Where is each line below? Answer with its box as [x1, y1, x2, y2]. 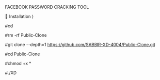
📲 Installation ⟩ [5, 14, 34, 19]
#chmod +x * [5, 61, 32, 66]
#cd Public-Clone [5, 51, 40, 57]
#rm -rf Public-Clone [5, 32, 47, 38]
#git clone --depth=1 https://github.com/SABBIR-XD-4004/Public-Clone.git [5, 42, 156, 48]
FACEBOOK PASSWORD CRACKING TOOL [5, 4, 89, 10]
